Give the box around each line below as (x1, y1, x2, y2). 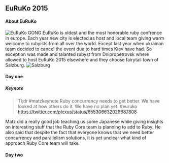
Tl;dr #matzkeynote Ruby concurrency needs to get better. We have (17, 98, 160, 104)
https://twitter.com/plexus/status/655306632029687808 (17, 109, 137, 115)
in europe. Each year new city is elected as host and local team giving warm (5, 35, 164, 41)
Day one (5, 74, 23, 80)
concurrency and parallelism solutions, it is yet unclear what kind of (5, 135, 147, 141)
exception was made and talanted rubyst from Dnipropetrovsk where (5, 51, 149, 57)
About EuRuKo (5, 18, 37, 24)
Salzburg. (5, 62, 25, 68)
